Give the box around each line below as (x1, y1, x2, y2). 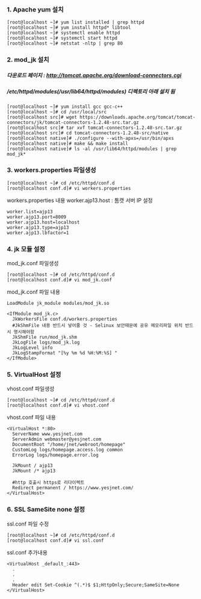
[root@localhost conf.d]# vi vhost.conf (7, 403, 110, 409)
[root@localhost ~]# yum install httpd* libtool (7, 25, 131, 31)
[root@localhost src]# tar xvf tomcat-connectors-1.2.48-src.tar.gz (7, 125, 182, 131)
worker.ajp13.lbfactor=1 (7, 230, 69, 236)
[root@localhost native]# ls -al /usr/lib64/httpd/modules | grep (7, 146, 177, 152)
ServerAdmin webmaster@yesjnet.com (12, 436, 102, 442)
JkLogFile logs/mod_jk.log (12, 339, 80, 346)
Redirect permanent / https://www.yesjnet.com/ (12, 485, 134, 491)
